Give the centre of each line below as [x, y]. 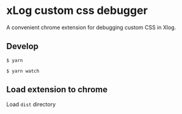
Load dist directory [31, 104]
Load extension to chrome [57, 89]
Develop [22, 46]
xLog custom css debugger [77, 11]
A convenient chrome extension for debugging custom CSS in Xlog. [91, 27]
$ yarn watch [23, 71]
